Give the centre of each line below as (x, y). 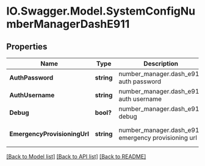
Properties (27, 47)
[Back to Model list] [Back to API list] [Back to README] (76, 157)
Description (161, 64)
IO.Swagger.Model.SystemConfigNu (101, 11)
